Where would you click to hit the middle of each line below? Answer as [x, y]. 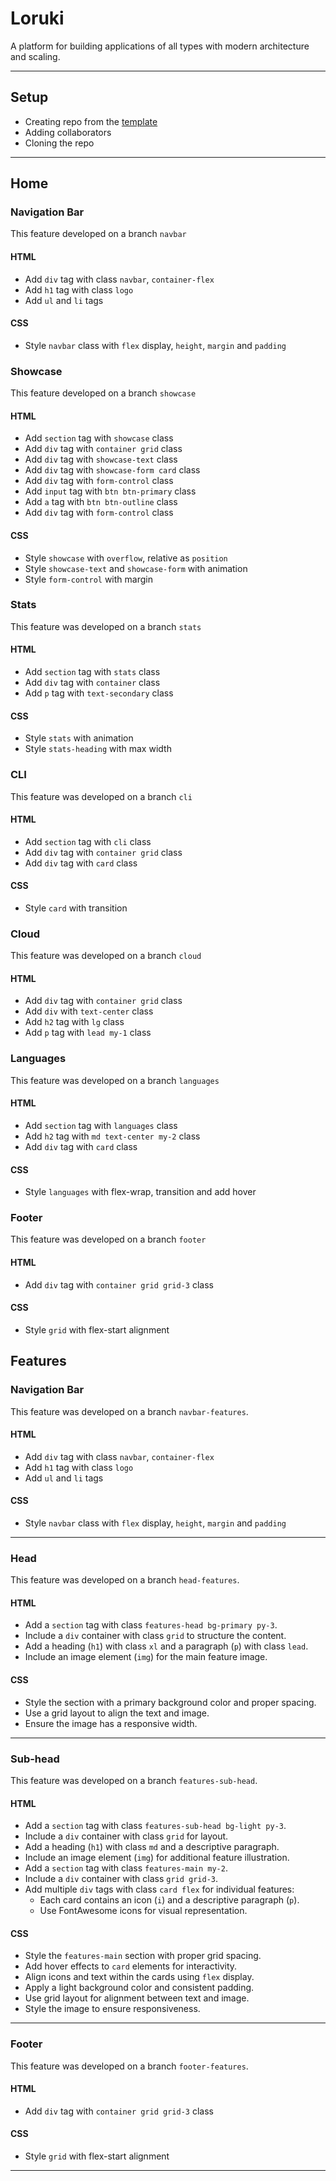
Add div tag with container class [92, 683]
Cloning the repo [59, 143]
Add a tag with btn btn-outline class [101, 502]
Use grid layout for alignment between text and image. [137, 1998]
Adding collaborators [68, 132]
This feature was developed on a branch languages [115, 1080]
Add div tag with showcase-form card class [112, 470]
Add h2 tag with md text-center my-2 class [112, 1136]
